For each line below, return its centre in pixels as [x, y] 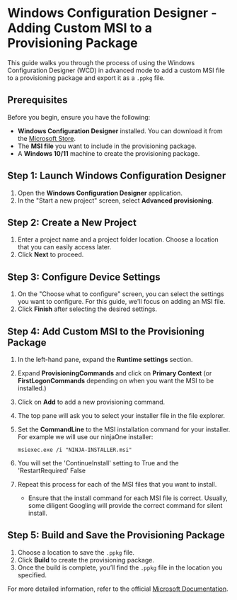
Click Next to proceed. [51, 255]
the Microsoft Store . [47, 138]
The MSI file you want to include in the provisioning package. [107, 146]
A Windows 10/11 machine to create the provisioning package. [109, 153]
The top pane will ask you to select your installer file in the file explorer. [121, 415]
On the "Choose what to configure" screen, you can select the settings [121, 294]
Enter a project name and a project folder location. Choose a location [118, 239]
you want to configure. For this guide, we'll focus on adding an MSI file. [121, 302]
